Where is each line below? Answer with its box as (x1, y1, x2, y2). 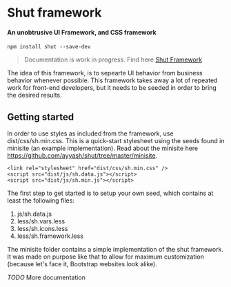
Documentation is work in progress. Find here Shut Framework (23, 55, 202, 64)
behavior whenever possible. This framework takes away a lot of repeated (7, 76, 218, 84)
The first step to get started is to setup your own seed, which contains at (7, 189, 214, 198)
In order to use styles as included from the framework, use (7, 129, 174, 138)
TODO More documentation (7, 273, 86, 281)
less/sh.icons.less (17, 225, 68, 233)
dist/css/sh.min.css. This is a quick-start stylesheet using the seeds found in (7, 137, 225, 145)
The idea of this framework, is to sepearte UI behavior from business (7, 69, 203, 77)
